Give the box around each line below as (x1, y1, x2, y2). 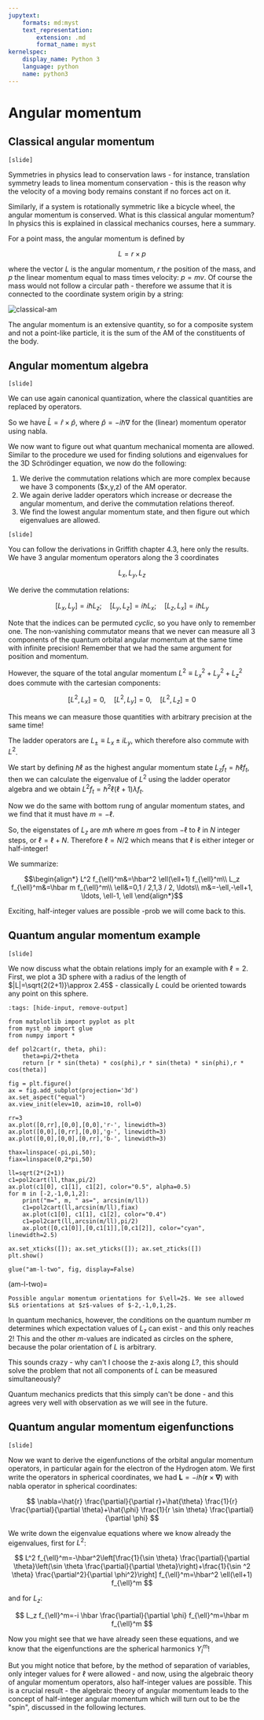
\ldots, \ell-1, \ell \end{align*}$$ (81, 891, 183, 901)
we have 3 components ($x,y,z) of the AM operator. (19, 482, 187, 492)
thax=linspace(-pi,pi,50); (8, 1148, 97, 1156)
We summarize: (8, 859, 59, 869)
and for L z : (8, 1593, 43, 1604)
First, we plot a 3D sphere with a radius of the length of (8, 972, 187, 982)
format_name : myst (36, 41, 97, 49)
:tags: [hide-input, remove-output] (8, 1004, 128, 1011)
